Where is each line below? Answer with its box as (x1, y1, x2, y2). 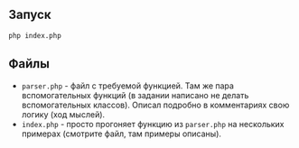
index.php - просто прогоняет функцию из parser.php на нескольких (21, 118, 285, 129)
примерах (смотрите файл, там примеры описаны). (21, 128, 222, 139)
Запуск (8, 7, 51, 23)
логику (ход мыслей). (21, 108, 106, 120)
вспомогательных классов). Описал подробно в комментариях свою (21, 99, 290, 110)
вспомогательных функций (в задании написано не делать (21, 89, 249, 100)
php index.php (8, 31, 62, 40)
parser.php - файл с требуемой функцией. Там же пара (21, 80, 234, 91)
